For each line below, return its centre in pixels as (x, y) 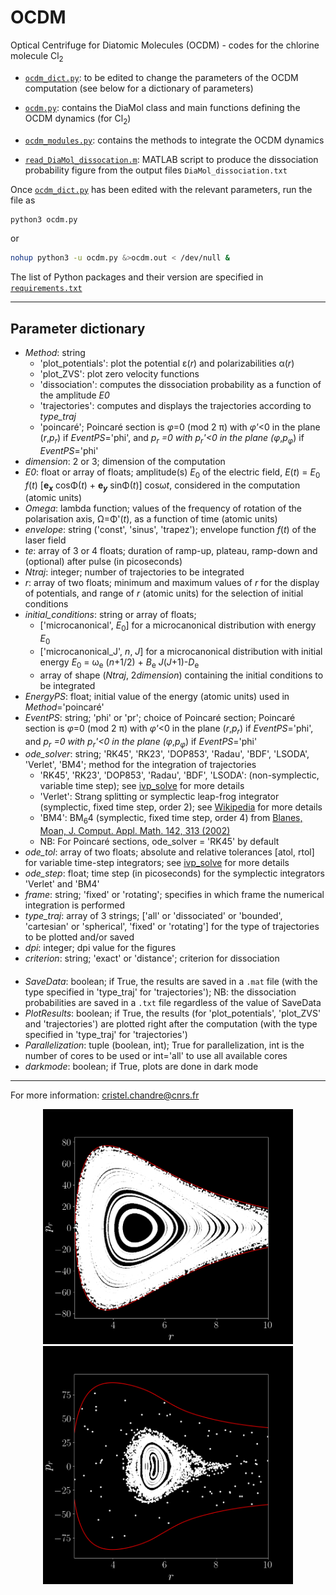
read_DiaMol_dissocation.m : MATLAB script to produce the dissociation (171, 159)
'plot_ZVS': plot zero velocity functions (119, 374)
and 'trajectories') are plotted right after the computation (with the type (171, 1023)
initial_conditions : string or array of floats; (110, 615)
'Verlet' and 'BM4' (62, 884)
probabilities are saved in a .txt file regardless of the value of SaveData (173, 1002)
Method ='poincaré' (64, 707)
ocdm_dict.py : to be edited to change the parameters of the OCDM (161, 77)
